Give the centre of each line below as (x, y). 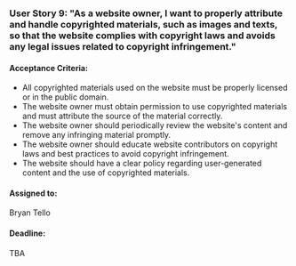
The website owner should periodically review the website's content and (155, 125)
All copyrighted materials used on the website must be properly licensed (155, 88)
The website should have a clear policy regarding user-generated (142, 164)
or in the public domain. (65, 97)
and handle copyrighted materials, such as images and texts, (144, 24)
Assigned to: (33, 193)
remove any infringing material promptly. (96, 135)
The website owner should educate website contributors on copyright (150, 144)
